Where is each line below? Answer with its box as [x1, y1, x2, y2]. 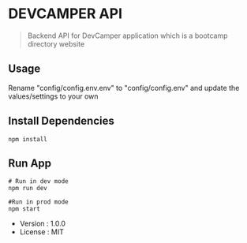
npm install [8, 135, 47, 143]
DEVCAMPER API [8, 5, 123, 23]
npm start [8, 205, 41, 213]
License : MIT [19, 227, 65, 237]
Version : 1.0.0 [19, 219, 65, 229]
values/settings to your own [8, 92, 99, 101]
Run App [8, 156, 52, 170]
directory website [27, 39, 85, 48]
